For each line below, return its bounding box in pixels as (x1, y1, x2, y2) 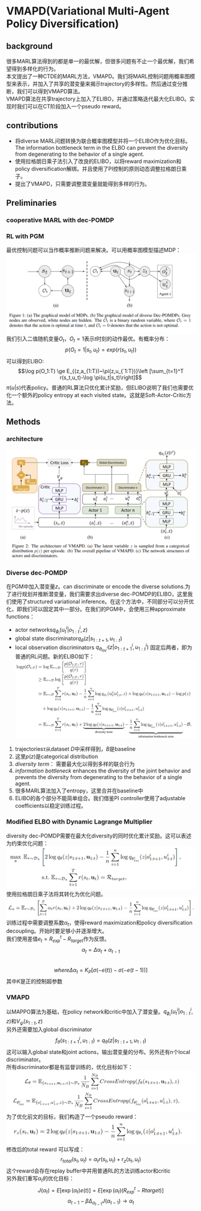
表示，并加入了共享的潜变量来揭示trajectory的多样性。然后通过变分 (16, 80, 183, 87)
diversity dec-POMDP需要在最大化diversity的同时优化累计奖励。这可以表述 (6, 832, 192, 839)
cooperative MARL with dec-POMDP (6, 216, 115, 224)
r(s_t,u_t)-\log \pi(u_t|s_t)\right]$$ (59, 374, 142, 381)
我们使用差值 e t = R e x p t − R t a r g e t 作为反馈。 (6, 934, 110, 944)
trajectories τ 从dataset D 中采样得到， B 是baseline (14, 745, 136, 753)
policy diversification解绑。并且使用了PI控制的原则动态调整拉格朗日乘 (14, 165, 187, 172)
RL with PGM (6, 232, 44, 241)
